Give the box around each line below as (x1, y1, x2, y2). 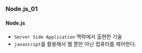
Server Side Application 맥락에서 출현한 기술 (14, 33, 123, 40)
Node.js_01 (5, 5, 38, 13)
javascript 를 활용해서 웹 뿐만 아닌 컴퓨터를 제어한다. (14, 41, 137, 48)
